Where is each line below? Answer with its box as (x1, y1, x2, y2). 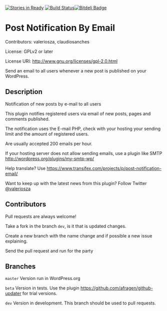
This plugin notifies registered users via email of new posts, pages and (5, 110, 151, 116)
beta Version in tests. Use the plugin (5, 285, 80, 291)
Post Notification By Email (5, 22, 115, 33)
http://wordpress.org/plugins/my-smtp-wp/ (5, 155, 94, 161)
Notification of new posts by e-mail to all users (5, 100, 101, 107)
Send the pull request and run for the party (5, 247, 93, 253)
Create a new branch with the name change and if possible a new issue (5, 232, 152, 238)
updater (5, 290, 21, 296)
